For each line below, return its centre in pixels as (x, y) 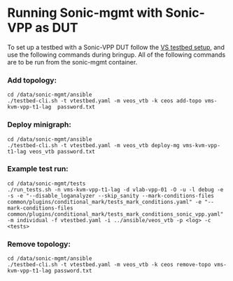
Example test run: (38, 169)
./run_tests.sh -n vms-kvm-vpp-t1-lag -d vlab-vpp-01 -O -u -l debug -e (115, 190)
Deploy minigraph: (39, 125)
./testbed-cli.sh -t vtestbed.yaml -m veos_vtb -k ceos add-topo (104, 101)
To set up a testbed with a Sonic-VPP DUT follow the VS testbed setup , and (116, 47)
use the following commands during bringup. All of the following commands (116, 55)
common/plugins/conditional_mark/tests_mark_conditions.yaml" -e (104, 202)
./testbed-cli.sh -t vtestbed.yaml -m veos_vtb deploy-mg (93, 145)
